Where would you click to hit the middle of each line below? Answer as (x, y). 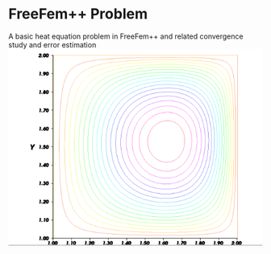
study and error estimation (52, 44)
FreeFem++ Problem (78, 14)
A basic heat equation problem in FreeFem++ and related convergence (126, 36)
